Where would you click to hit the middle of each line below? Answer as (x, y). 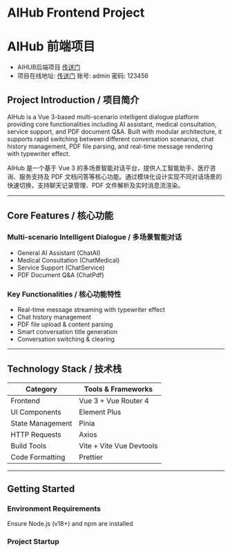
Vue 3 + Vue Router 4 (114, 401)
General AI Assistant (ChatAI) (59, 253)
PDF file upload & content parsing (65, 324)
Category (41, 389)
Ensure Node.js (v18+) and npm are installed (70, 524)
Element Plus (100, 412)
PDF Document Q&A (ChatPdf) (61, 274)
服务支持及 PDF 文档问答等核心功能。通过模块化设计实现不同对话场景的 (120, 176)
